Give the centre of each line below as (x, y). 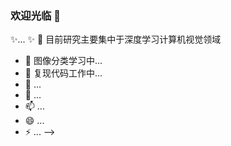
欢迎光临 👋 (36, 15)
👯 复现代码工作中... (63, 73)
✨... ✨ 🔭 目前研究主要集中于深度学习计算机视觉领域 (116, 39)
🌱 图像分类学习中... (63, 61)
